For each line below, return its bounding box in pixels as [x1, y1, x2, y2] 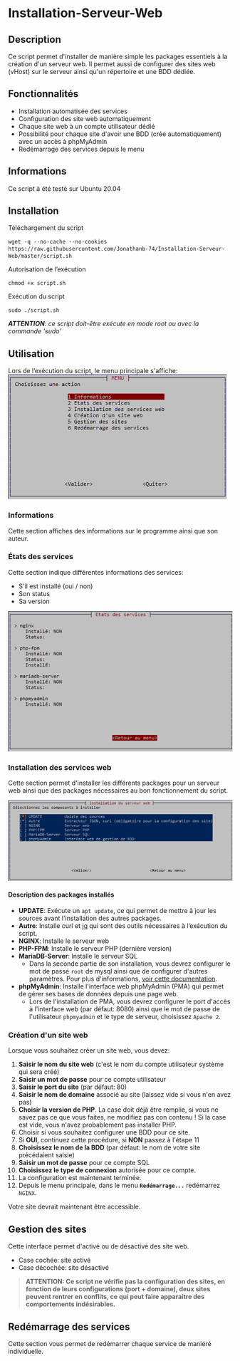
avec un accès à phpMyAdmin [18, 137, 108, 145]
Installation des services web [8, 762, 112, 772]
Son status [18, 589, 51, 598]
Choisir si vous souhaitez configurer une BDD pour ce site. [18, 1128, 191, 1137]
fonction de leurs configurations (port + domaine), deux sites [25, 1285, 211, 1293]
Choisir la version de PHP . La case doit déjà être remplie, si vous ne [18, 1105, 219, 1114]
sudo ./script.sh [8, 307, 60, 314]
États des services [8, 552, 74, 562]
